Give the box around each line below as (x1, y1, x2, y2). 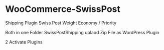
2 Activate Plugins (5, 39, 43, 45)
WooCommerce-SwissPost (5, 3, 120, 15)
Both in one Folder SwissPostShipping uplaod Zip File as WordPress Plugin (5, 29, 159, 35)
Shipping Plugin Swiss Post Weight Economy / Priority (5, 20, 117, 26)
